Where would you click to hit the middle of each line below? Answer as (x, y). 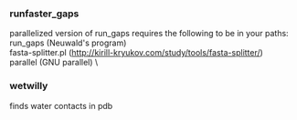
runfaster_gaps (44, 14)
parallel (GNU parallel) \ (54, 63)
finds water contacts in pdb (61, 105)
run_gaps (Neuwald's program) (68, 43)
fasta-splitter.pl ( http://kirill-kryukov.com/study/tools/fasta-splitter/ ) (136, 53)
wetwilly (29, 86)
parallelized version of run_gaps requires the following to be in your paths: (149, 34)
